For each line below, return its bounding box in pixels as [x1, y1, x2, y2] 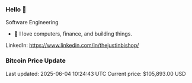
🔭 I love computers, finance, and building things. [14, 30, 133, 37]
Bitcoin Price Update [5, 56, 66, 65]
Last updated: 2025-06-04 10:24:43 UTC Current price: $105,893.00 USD [5, 70, 186, 77]
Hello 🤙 [5, 5, 27, 14]
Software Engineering [5, 19, 59, 26]
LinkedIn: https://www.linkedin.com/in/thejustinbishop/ [5, 41, 139, 49]
